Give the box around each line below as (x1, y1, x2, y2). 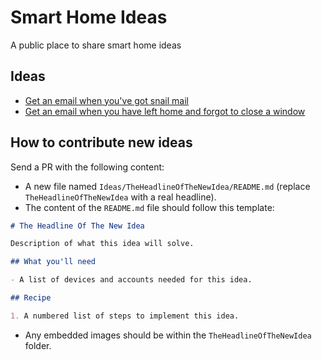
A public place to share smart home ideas (10, 39, 182, 51)
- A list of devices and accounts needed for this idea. (10, 275, 253, 285)
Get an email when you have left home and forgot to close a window (24, 105, 306, 117)
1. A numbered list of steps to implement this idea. (10, 311, 240, 321)
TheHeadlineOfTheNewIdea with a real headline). (24, 191, 217, 203)
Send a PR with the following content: (10, 161, 165, 173)
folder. (24, 339, 52, 351)
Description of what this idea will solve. (10, 239, 195, 249)
